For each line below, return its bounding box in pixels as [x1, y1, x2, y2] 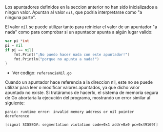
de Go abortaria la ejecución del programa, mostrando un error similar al [5, 95, 150, 101]
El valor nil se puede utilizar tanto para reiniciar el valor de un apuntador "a [5, 24, 158, 30]
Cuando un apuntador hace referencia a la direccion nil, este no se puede [5, 79, 153, 85]
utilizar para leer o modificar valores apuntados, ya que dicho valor [5, 85, 140, 91]
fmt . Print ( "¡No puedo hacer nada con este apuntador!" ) [14, 52, 130, 57]
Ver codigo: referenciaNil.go [12, 70, 72, 76]
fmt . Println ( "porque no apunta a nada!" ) [14, 57, 99, 61]
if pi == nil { [5, 47, 34, 53]
